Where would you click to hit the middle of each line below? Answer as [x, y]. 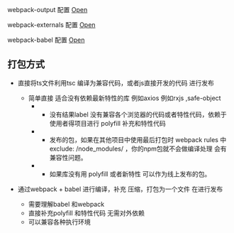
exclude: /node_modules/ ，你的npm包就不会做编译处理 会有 [138, 148]
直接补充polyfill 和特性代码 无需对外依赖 [87, 213]
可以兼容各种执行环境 [59, 222]
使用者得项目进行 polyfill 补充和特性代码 [107, 123]
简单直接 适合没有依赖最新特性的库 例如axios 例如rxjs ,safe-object [124, 98]
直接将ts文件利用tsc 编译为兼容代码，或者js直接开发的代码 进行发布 [116, 82]
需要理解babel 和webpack [66, 204]
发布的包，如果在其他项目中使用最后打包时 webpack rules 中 [138, 139]
